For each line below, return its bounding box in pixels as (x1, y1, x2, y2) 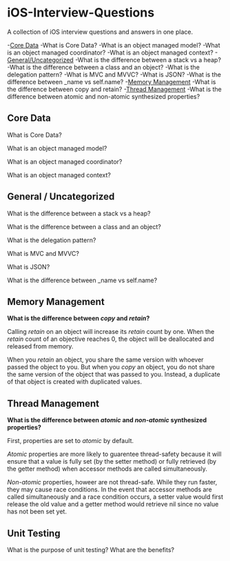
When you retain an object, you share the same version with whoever (7, 355, 205, 364)
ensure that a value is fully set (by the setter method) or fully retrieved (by (7, 457, 217, 466)
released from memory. (7, 342, 74, 351)
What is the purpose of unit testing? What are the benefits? (7, 546, 174, 553)
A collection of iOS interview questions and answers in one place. (7, 28, 194, 36)
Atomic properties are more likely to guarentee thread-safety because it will (7, 450, 222, 458)
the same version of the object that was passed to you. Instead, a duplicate (7, 371, 220, 379)
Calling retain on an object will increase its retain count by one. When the (7, 328, 215, 336)
